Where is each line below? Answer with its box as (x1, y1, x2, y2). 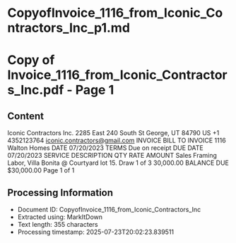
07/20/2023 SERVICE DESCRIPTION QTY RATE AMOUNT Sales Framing (7, 151, 218, 160)
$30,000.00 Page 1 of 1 (7, 166, 75, 175)
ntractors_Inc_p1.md (7, 20, 131, 36)
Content (7, 110, 45, 122)
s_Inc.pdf (7, 82, 64, 98)
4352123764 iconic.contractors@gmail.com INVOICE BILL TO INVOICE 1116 (7, 136, 226, 145)
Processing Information (7, 187, 114, 199)
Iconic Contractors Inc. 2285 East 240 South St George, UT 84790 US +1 (7, 129, 220, 137)
